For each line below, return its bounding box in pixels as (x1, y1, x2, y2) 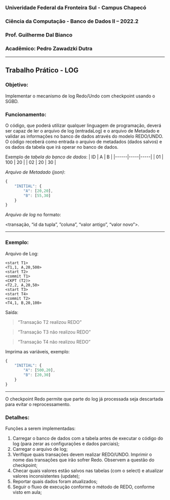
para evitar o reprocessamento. (5, 401, 71, 407)
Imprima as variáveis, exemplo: (5, 348, 70, 354)
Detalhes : (5, 414, 30, 421)
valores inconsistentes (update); (12, 473, 80, 479)
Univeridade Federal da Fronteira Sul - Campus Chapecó (5, 4, 147, 11)
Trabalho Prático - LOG (5, 66, 79, 75)
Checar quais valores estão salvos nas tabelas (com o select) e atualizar (12, 468, 163, 474)
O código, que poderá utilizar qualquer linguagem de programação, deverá (5, 122, 161, 128)
